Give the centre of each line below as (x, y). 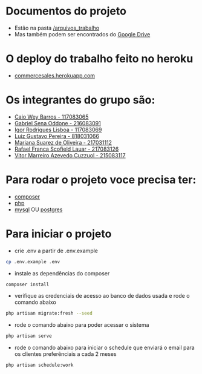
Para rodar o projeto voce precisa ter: (101, 180)
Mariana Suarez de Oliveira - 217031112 (63, 142)
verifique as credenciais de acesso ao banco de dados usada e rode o (102, 296)
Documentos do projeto (66, 11)
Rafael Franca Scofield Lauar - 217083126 (67, 149)
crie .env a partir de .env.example (56, 251)
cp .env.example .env (33, 261)
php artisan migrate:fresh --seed (49, 313)
